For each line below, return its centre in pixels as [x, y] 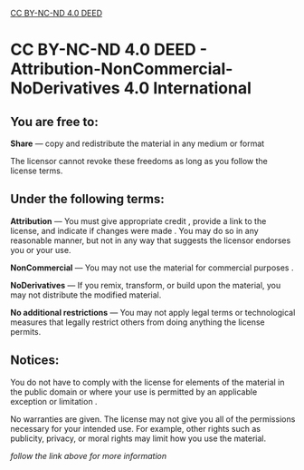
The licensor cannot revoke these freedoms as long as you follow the [139, 161]
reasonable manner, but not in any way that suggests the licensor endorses [151, 240]
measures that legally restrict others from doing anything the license [138, 322]
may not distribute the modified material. [86, 295]
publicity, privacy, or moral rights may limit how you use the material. [138, 438]
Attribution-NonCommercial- [122, 69]
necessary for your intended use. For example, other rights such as [136, 428]
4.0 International [187, 88]
